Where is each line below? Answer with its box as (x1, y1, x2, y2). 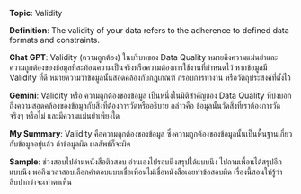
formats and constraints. (9, 35, 101, 45)
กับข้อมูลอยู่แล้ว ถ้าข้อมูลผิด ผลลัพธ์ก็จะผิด (9, 138, 131, 149)
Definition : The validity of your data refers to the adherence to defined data (9, 25, 289, 35)
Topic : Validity (9, 8, 63, 18)
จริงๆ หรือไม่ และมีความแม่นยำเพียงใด (9, 110, 120, 120)
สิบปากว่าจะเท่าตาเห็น (9, 177, 72, 187)
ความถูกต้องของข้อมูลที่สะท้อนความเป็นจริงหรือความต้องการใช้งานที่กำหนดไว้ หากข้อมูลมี (9, 62, 268, 73)
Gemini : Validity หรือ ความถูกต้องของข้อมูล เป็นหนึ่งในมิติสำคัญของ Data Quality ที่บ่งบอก (9, 90, 292, 101)
